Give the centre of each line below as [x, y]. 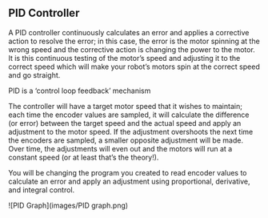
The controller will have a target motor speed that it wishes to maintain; [125, 106]
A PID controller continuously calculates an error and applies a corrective [129, 32]
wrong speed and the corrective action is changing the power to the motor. [132, 49]
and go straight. [34, 75]
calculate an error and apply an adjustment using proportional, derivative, [129, 181]
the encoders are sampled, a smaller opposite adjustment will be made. [126, 140]
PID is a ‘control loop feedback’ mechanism [80, 91]
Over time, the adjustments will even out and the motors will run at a [120, 148]
